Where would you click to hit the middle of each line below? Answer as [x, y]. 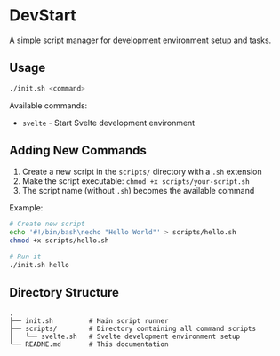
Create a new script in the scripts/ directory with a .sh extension [142, 172]
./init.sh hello [39, 265]
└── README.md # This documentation [89, 344]
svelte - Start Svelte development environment [108, 123]
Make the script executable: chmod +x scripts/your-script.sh [136, 181]
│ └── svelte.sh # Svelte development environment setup [125, 336]
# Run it [25, 257]
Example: [26, 208]
